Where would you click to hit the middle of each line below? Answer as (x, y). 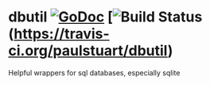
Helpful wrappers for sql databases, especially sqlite (94, 72)
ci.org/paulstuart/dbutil (88, 51)
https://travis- (62, 34)
